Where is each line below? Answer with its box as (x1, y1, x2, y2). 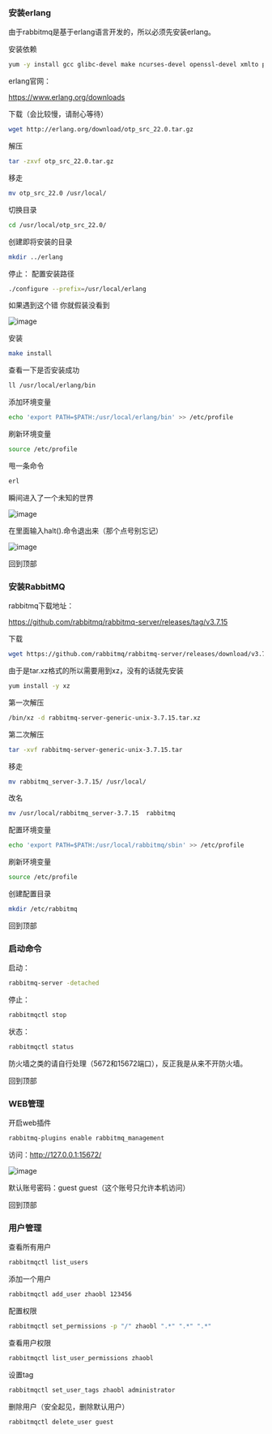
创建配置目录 (8, 889, 51, 899)
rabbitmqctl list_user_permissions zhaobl (8, 1354, 154, 1362)
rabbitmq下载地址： (8, 601, 74, 611)
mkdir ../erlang (8, 253, 63, 261)
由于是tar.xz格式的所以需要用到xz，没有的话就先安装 (8, 665, 184, 675)
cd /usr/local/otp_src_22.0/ (8, 221, 107, 229)
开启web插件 (8, 1118, 51, 1128)
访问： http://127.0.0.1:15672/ (8, 1150, 102, 1160)
